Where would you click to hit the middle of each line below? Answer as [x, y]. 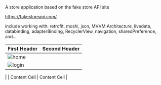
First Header [23, 49]
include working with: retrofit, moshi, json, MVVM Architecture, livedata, [78, 26]
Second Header [61, 49]
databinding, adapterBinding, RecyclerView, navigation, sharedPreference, [81, 31]
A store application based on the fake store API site [57, 7]
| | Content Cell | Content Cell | [36, 77]
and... [11, 37]
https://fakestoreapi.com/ [31, 16]
